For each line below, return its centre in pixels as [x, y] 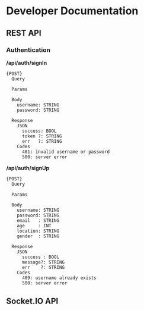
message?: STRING [43, 262]
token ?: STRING [42, 136]
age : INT [34, 226]
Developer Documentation [72, 11]
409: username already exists [59, 278]
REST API [24, 33]
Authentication [28, 50]
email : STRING [38, 220]
